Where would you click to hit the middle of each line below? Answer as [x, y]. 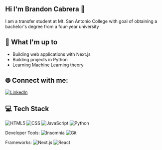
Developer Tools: [23, 133]
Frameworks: [19, 143]
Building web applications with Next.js [51, 54]
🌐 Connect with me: [37, 80]
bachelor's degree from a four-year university [52, 26]
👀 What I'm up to [31, 42]
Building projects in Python [40, 59]
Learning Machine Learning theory [48, 65]
